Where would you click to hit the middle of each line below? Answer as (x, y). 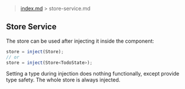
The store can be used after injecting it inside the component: (80, 41)
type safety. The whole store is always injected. (63, 80)
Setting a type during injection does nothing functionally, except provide (93, 74)
